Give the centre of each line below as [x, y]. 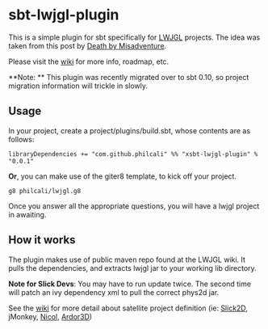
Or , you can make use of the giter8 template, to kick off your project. [122, 176]
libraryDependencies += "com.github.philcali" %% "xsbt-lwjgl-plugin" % [133, 154]
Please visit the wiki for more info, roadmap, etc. [89, 61]
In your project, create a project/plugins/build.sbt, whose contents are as [130, 130]
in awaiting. [27, 214]
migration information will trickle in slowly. [78, 86]
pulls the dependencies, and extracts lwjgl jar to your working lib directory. [132, 268]
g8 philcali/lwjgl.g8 [45, 191]
